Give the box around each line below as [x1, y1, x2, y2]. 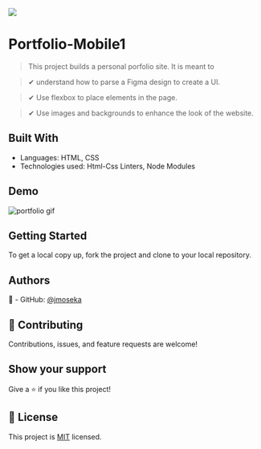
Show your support [8, 362, 107, 376]
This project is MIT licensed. [8, 431, 102, 441]
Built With [8, 131, 59, 145]
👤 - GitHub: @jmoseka [8, 295, 82, 305]
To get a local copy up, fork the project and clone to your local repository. [8, 250, 251, 260]
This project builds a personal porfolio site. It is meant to [27, 61, 214, 71]
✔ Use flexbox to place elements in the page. [27, 92, 178, 102]
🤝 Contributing [8, 318, 84, 332]
